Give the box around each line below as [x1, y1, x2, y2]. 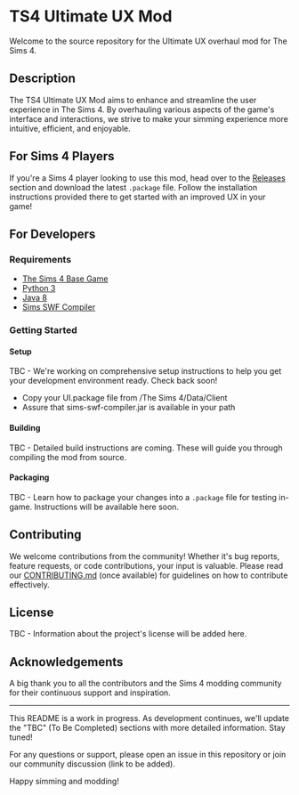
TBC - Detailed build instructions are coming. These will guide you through [9, 442, 283, 453]
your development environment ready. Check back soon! [9, 376, 218, 386]
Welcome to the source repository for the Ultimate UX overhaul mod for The [9, 36, 287, 46]
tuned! [9, 732, 33, 742]
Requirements [9, 253, 72, 265]
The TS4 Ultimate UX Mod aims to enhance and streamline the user [9, 94, 257, 105]
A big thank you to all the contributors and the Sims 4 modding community [9, 678, 282, 689]
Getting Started [9, 324, 77, 337]
